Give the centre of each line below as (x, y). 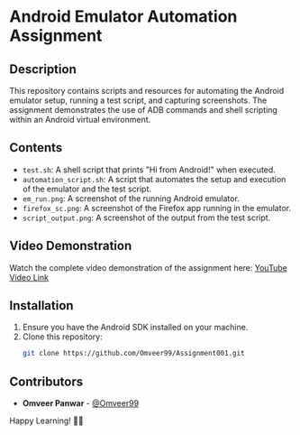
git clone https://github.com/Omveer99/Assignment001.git (133, 354)
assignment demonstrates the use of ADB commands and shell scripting (143, 110)
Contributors (46, 381)
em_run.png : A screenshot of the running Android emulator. (131, 198)
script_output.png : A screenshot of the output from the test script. (146, 217)
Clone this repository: (62, 337)
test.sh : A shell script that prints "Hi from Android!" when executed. (149, 170)
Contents (36, 148)
